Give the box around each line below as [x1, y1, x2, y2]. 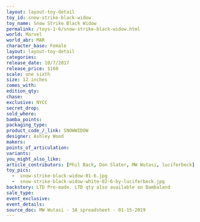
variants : [6, 150, 32, 156]
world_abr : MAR [6, 37, 45, 43]
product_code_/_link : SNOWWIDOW [6, 128, 88, 134]
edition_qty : [6, 88, 40, 94]
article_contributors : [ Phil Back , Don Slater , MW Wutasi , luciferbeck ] [6, 162, 195, 168]
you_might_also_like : [6, 156, 62, 162]
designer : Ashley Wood [6, 133, 64, 140]
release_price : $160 [6, 65, 59, 72]
